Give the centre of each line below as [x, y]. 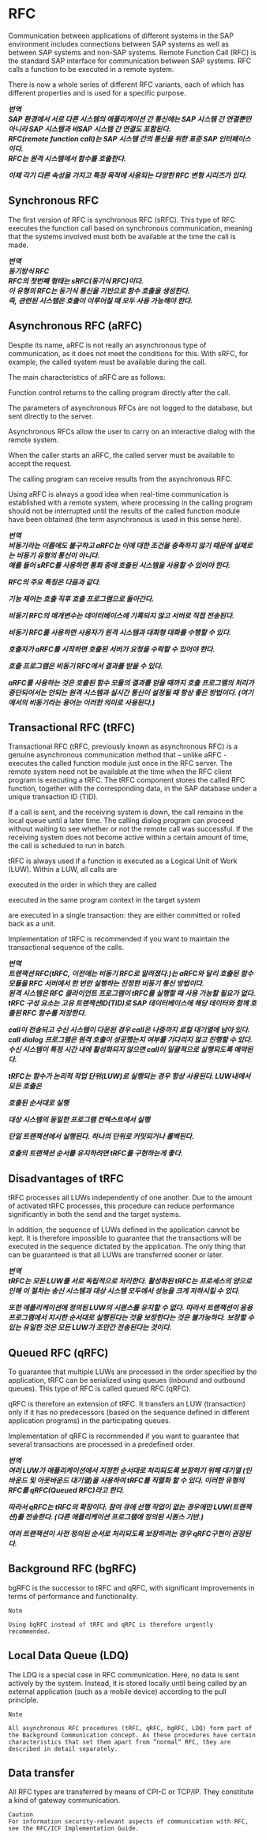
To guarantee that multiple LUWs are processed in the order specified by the [133, 1372]
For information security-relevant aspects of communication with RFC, [128, 1822]
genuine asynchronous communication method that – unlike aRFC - [118, 755]
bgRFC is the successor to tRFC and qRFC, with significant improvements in [131, 1587]
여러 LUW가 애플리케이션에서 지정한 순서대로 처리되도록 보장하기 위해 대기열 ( [127, 1470]
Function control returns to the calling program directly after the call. [119, 392]
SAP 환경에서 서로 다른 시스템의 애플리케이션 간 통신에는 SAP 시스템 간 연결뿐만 [130, 118]
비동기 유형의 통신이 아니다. [58, 555]
